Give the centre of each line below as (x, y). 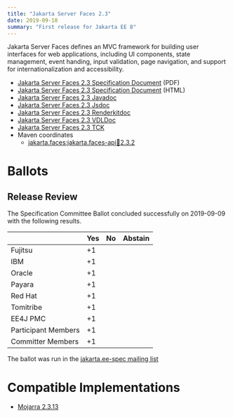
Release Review (42, 196)
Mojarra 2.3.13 (38, 407)
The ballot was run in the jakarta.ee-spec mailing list (83, 359)
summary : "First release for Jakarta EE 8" (72, 27)
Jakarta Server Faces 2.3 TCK (61, 128)
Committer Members (45, 341)
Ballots (28, 171)
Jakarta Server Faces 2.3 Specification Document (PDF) (99, 83)
